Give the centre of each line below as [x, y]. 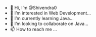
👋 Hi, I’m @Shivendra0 [33, 8]
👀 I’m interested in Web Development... [51, 13]
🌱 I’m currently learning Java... [42, 18]
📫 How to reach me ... [33, 29]
